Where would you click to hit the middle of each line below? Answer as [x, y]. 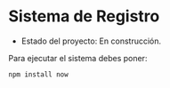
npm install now [38, 74]
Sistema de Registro [84, 16]
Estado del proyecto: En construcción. [91, 41]
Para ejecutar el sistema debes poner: [78, 58]
